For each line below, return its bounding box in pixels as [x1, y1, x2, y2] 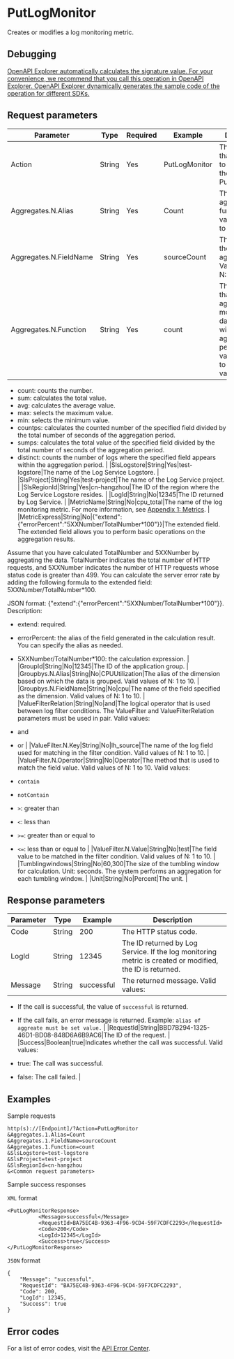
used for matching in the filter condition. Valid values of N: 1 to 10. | [17, 748, 210, 756]
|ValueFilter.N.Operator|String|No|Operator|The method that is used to [17, 756, 219, 764]
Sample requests [7, 1112, 56, 1120]
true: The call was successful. [17, 1059, 104, 1067]
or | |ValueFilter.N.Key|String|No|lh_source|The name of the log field [17, 741, 214, 749]
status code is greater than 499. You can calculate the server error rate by [7, 570, 221, 579]
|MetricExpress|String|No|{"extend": [17, 512, 123, 521]
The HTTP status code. [121, 927, 198, 937]
